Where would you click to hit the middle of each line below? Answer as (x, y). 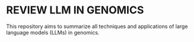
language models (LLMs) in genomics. (53, 32)
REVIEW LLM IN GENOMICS (75, 10)
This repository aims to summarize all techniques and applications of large (97, 26)
